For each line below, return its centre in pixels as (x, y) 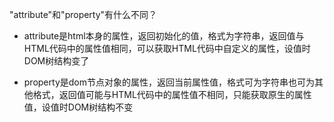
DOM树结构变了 (56, 61)
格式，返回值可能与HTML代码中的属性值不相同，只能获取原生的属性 (172, 94)
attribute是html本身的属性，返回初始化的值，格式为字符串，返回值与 (164, 36)
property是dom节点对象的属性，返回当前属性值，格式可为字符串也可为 (169, 82)
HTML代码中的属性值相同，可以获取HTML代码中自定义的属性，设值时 (167, 48)
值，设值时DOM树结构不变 (78, 107)
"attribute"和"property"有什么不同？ (83, 14)
